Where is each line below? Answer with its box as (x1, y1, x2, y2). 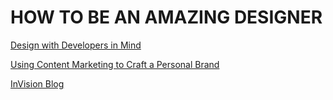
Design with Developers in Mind (10, 39, 142, 51)
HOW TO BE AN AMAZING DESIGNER (10, 6, 323, 29)
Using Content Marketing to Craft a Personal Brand (10, 58, 220, 70)
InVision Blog (10, 77, 65, 90)
